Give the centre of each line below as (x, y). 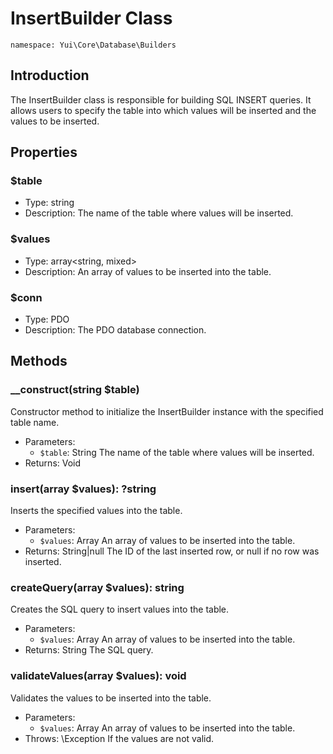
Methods (39, 361)
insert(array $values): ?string (83, 489)
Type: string (49, 203)
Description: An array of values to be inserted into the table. (148, 271)
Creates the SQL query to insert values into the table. (120, 609)
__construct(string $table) (75, 390)
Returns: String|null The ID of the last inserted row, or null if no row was (172, 551)
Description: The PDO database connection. (115, 330)
